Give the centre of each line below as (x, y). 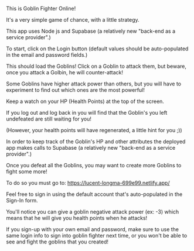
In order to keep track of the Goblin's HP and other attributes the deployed (96, 142)
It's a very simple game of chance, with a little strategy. (73, 20)
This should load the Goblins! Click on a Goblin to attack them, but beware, (96, 66)
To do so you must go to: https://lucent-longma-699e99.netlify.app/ (88, 183)
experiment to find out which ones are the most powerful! (76, 90)
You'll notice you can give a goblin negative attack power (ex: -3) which (93, 212)
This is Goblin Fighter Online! (41, 8)
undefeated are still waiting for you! (49, 119)
